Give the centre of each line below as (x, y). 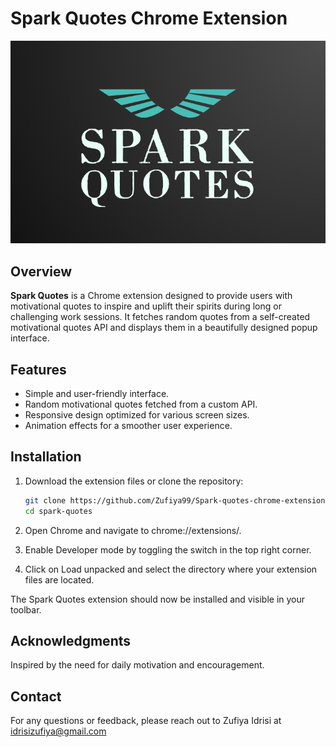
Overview (41, 271)
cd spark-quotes (58, 511)
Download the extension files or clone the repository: (134, 481)
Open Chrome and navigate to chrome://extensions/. (133, 530)
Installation (46, 457)
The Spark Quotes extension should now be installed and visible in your (158, 599)
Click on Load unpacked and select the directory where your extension (171, 569)
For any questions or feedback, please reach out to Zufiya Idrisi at (146, 721)
